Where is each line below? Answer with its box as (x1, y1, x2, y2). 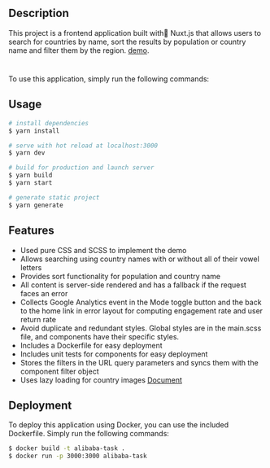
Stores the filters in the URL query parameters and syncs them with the (20, 357, 259, 367)
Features (8, 224, 54, 238)
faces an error (20, 288, 68, 298)
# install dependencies (8, 119, 89, 127)
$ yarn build (8, 171, 53, 180)
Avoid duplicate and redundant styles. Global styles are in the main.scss (20, 323, 262, 333)
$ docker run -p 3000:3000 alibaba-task (8, 452, 148, 461)
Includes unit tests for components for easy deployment (20, 349, 208, 359)
